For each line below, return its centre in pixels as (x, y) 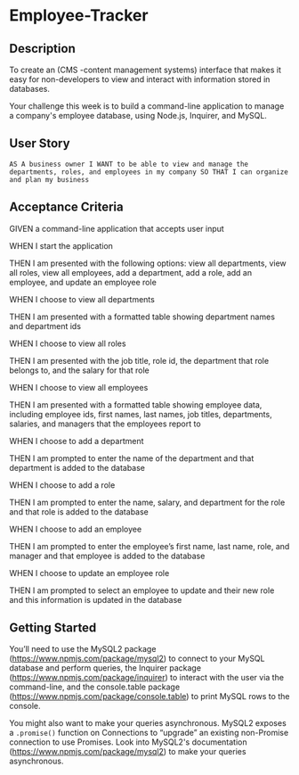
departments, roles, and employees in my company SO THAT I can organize (149, 172)
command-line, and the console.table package (95, 687)
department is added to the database (77, 467)
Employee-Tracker (79, 16)
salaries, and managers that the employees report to (105, 424)
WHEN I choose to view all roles (68, 343)
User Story (40, 144)
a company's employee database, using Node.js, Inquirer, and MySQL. (138, 115)
